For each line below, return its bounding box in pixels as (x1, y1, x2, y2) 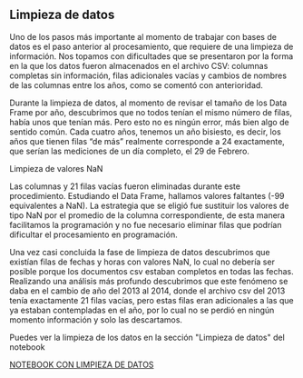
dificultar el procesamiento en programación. (9, 229, 179, 240)
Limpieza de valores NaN (9, 163, 103, 174)
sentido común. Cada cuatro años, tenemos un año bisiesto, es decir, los (9, 126, 281, 137)
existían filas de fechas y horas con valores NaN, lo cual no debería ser (9, 256, 275, 267)
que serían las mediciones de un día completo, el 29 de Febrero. (9, 145, 249, 156)
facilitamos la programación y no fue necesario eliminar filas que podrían (9, 219, 282, 230)
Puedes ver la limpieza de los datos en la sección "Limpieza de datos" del (9, 332, 286, 343)
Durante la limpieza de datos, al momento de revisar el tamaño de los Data (9, 97, 288, 108)
